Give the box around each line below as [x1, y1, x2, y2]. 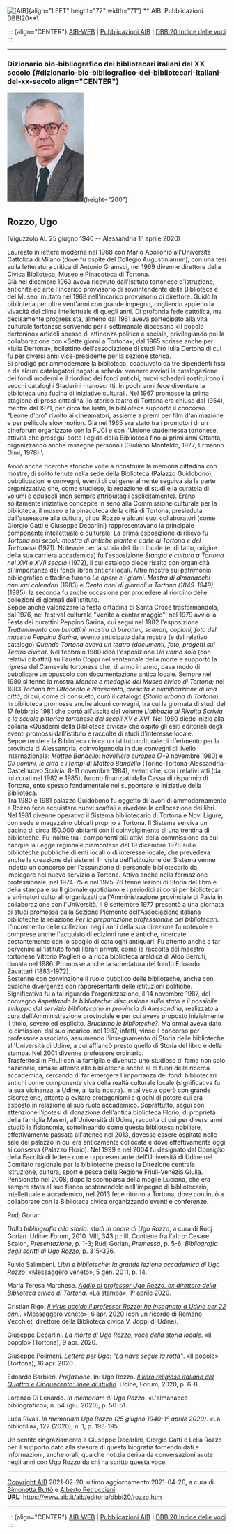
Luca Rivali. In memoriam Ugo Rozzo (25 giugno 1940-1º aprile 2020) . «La [7, 1414, 221, 1423]
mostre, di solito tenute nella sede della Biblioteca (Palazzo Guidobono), [7, 469, 214, 478]
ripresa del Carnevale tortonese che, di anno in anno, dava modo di [7, 663, 201, 671]
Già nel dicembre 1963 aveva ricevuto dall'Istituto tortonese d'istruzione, [7, 278, 215, 286]
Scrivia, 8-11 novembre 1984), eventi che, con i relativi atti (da [45, 766, 221, 775]
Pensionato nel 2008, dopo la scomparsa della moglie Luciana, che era [7, 1175, 211, 1184]
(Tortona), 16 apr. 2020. [7, 1359, 75, 1368]
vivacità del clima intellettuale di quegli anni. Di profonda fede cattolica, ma [7, 308, 222, 316]
